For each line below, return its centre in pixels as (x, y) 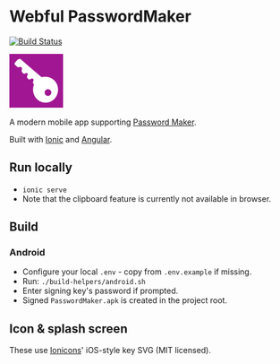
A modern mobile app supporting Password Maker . (103, 122)
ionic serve (44, 190)
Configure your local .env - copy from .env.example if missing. (137, 272)
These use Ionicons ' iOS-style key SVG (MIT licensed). (110, 351)
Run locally (41, 168)
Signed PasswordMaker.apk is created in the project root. (125, 300)
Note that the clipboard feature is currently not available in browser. (147, 198)
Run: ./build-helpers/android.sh (84, 282)
